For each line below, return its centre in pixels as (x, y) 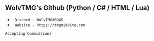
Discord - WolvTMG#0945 (39, 20)
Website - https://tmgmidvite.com (50, 25)
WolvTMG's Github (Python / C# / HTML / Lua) (77, 8)
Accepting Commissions (28, 33)
